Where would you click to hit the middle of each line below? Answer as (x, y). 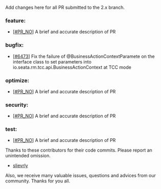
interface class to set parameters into (52, 61)
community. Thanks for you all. (38, 181)
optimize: (17, 80)
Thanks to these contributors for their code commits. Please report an (79, 150)
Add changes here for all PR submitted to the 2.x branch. (65, 7)
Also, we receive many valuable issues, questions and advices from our (80, 176)
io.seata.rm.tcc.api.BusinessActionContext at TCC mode (72, 67)
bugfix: (15, 45)
